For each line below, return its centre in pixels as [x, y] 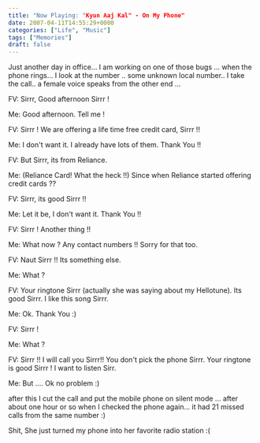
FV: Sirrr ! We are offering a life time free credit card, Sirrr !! [104, 130]
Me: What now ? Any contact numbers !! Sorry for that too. [103, 245]
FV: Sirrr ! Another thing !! [50, 230]
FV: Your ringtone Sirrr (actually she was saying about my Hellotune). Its [125, 290]
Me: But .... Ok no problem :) [54, 383]
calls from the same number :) [57, 415]
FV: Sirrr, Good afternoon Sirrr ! [59, 99]
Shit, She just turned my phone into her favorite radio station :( [109, 430]
